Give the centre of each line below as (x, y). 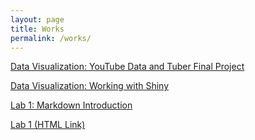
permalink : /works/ (51, 38)
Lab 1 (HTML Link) (48, 125)
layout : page (37, 19)
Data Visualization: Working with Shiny (90, 86)
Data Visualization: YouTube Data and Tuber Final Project (127, 67)
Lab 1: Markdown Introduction (71, 105)
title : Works (37, 29)
